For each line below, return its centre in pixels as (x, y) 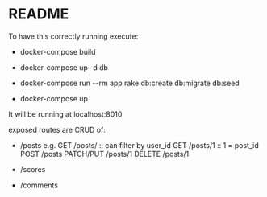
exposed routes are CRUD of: (57, 129)
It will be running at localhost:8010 (65, 114)
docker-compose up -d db (64, 67)
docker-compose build (58, 51)
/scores (33, 169)
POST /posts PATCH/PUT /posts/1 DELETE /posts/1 (104, 154)
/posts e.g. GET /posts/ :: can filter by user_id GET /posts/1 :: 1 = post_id (140, 145)
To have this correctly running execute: (73, 36)
